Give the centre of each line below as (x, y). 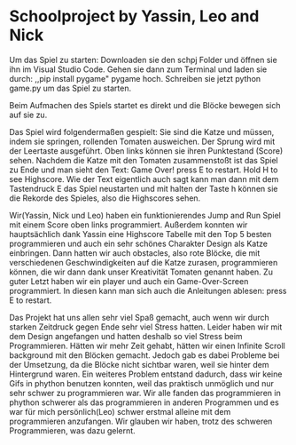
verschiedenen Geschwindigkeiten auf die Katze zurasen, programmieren (144, 262)
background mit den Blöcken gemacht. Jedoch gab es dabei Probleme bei (144, 355)
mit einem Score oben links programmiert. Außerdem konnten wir (129, 225)
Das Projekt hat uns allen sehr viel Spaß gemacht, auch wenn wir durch (139, 317)
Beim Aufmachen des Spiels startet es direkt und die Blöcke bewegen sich (145, 105)
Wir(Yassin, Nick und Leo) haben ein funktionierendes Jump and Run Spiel (145, 215)
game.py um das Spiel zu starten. (70, 88)
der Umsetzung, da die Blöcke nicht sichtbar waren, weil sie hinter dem (139, 364)
